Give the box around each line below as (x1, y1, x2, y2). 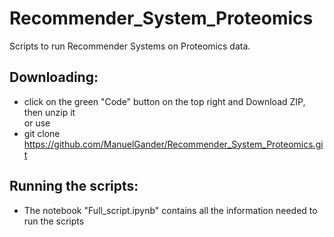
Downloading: (9, 69, 99, 86)
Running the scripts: (9, 178, 139, 195)
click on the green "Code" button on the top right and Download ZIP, (23, 95, 306, 107)
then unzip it (23, 106, 76, 118)
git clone (23, 127, 61, 139)
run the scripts (23, 215, 85, 227)
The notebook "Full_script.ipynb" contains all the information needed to (23, 204, 318, 216)
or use (23, 117, 51, 129)
